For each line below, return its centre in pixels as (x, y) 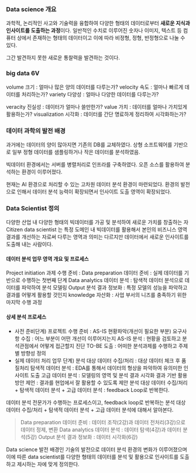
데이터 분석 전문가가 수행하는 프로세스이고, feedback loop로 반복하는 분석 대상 (96, 402)
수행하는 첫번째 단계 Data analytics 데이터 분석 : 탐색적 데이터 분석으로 (102, 280)
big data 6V (23, 73)
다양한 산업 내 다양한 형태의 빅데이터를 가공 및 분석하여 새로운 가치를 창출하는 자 (97, 222)
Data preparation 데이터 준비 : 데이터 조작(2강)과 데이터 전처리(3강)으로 (103, 422)
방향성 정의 (33, 353)
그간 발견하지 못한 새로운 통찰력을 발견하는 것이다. (63, 58)
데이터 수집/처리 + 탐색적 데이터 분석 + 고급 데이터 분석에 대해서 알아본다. (90, 410)
